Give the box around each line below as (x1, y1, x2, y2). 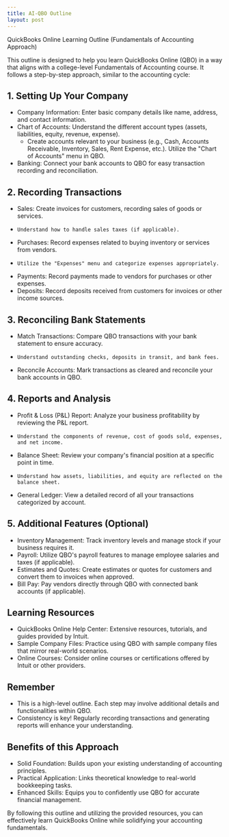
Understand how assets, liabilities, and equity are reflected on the (16, 473, 223, 479)
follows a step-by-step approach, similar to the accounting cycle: (7, 70, 191, 79)
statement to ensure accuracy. (16, 339, 103, 347)
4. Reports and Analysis (7, 393, 111, 405)
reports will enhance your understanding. (16, 721, 133, 729)
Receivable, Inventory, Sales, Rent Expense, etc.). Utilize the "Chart (27, 145, 217, 153)
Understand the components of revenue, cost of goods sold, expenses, (16, 433, 223, 440)
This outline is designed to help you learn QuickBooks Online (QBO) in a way (7, 55, 223, 64)
